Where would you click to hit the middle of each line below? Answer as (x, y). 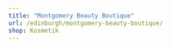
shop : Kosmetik (34, 30)
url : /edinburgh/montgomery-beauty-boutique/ (85, 23)
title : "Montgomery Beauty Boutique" (71, 16)
